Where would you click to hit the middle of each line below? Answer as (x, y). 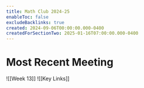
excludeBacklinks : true (35, 22)
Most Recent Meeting (60, 62)
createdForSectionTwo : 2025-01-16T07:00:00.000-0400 (72, 33)
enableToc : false (27, 17)
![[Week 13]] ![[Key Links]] (38, 79)
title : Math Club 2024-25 (38, 11)
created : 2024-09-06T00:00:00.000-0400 (55, 28)
